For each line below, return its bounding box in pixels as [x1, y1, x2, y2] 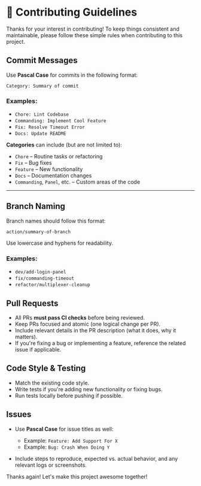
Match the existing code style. [14, 379, 90, 386]
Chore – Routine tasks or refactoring [14, 153, 103, 160]
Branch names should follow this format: [6, 217, 106, 224]
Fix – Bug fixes [14, 159, 52, 167]
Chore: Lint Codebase [14, 112, 69, 118]
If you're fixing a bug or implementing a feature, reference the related [14, 339, 186, 347]
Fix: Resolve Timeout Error [14, 124, 85, 131]
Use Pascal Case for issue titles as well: [14, 425, 114, 433]
